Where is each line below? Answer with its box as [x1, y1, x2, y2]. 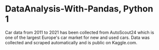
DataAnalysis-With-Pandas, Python [5, 3, 154, 14]
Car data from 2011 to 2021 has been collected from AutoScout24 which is [5, 29, 155, 35]
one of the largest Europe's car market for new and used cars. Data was [5, 35, 150, 40]
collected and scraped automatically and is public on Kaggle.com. [5, 39, 138, 45]
